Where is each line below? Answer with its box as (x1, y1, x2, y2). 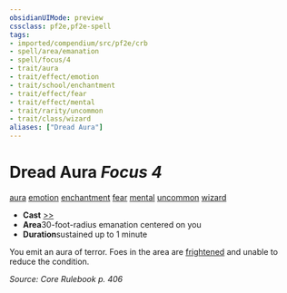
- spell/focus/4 (9, 55, 71, 64)
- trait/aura (9, 64, 59, 73)
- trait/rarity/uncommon (9, 106, 104, 115)
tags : (9, 30, 30, 39)
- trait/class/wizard (9, 114, 92, 123)
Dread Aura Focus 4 (9, 162, 163, 182)
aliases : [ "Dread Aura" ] (9, 123, 104, 132)
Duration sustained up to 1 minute (22, 229, 148, 239)
